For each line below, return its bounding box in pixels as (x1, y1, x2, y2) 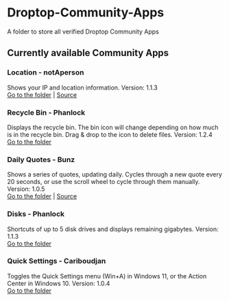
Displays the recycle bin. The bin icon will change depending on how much (7, 123, 219, 131)
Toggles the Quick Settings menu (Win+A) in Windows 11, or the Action (7, 272, 207, 280)
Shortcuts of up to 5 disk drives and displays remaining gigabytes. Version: (7, 224, 219, 233)
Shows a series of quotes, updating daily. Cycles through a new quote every (7, 170, 223, 179)
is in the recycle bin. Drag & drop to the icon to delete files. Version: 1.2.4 (7, 130, 213, 138)
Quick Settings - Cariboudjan (7, 257, 106, 266)
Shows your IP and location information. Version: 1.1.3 (7, 83, 158, 92)
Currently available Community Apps (7, 47, 169, 59)
